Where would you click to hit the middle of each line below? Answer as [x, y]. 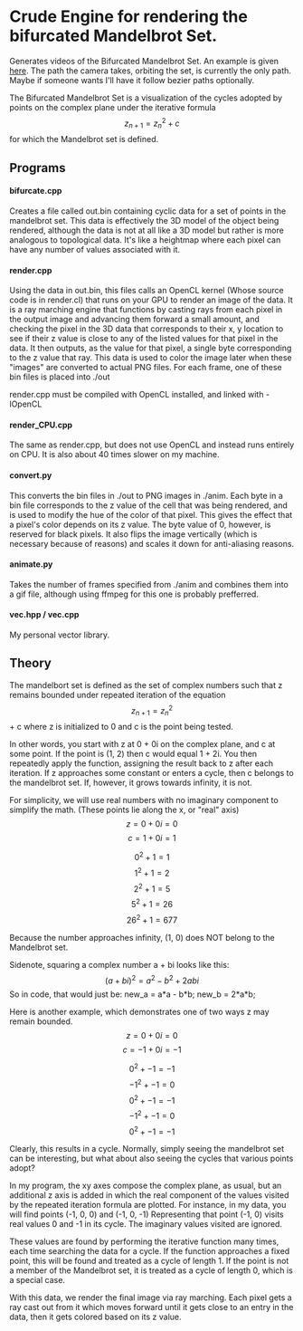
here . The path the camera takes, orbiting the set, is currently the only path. [151, 71]
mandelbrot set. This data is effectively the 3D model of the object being [144, 220]
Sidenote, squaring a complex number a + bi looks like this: [119, 964]
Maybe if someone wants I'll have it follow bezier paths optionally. [132, 80]
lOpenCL [26, 404]
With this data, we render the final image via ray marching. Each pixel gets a [151, 1297]
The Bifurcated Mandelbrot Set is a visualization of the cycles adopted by [146, 98]
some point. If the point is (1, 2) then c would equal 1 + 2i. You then [133, 754]
